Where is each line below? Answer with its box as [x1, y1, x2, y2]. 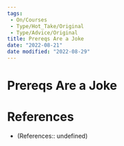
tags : [7, 10, 23, 17]
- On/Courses [10, 16, 48, 23]
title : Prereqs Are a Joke [7, 36, 84, 42]
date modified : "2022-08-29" [7, 49, 90, 56]
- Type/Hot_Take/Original [10, 23, 84, 29]
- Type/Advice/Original [10, 29, 78, 36]
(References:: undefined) [16, 132, 88, 140]
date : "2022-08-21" [7, 42, 63, 49]
